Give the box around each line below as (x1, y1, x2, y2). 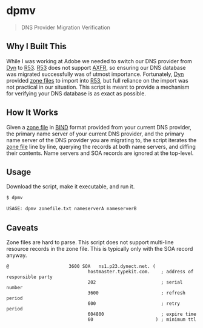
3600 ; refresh (87, 290, 186, 296)
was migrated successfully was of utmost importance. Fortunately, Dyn (6, 70, 184, 78)
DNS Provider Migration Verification (21, 24, 111, 31)
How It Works (6, 108, 59, 118)
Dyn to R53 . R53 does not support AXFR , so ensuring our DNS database (6, 64, 186, 71)
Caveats (6, 222, 38, 233)
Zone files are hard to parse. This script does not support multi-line (6, 238, 174, 246)
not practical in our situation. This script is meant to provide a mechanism (6, 83, 190, 91)
